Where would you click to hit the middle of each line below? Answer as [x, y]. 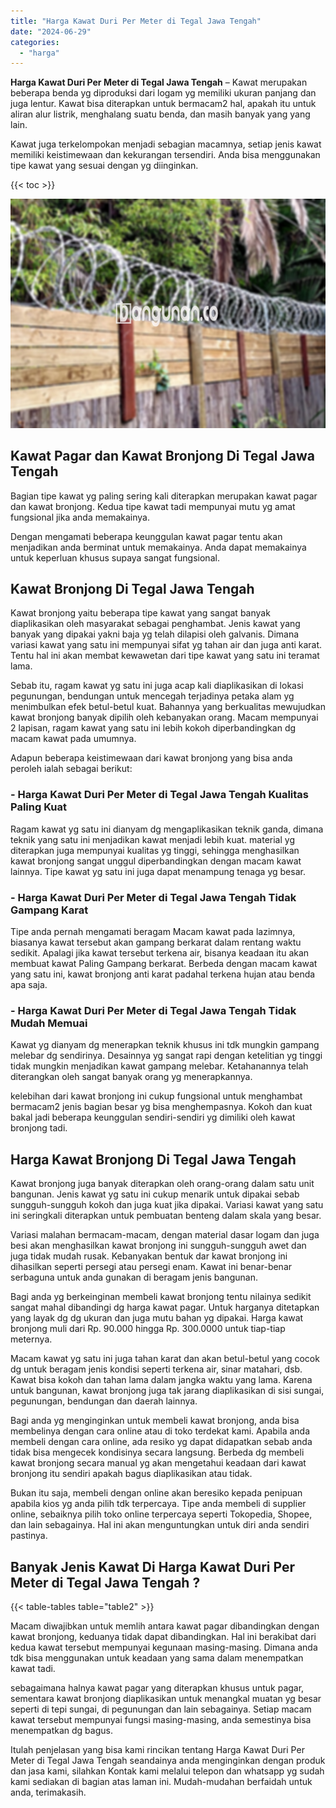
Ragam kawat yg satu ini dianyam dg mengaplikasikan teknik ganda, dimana [167, 829]
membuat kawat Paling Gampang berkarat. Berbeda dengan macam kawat [164, 963]
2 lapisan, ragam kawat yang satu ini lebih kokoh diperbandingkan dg [153, 728]
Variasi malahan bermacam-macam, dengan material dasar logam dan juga [165, 1235]
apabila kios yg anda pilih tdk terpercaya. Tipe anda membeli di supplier [158, 1504]
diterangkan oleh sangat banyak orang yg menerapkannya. [131, 1077]
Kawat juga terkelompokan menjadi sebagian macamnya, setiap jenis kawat [166, 144]
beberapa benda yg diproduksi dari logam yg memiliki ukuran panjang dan [163, 93]
